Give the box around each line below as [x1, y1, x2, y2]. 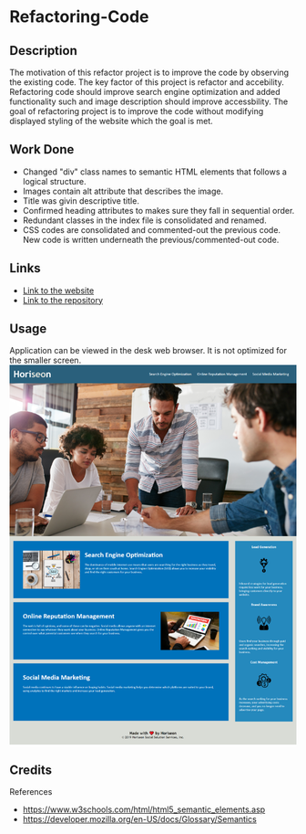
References [9, 786, 53, 797]
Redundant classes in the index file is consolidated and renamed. [22, 215, 267, 226]
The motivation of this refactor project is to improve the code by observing [9, 67, 290, 78]
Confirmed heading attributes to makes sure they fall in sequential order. [22, 205, 295, 216]
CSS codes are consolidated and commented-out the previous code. [22, 224, 280, 235]
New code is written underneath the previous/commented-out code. [22, 234, 280, 245]
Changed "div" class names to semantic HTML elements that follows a [22, 166, 287, 177]
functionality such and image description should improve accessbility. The [9, 96, 289, 107]
